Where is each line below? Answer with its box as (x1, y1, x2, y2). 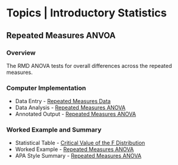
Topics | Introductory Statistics (6, 6, 167, 20)
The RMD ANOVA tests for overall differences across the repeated (6, 62, 173, 69)
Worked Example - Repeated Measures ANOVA (15, 146, 134, 153)
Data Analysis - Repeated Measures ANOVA (15, 104, 126, 112)
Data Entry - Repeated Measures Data (15, 98, 111, 105)
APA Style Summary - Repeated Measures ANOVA (15, 152, 142, 160)
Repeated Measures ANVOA (6, 30, 116, 41)
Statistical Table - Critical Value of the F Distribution (15, 140, 145, 147)
